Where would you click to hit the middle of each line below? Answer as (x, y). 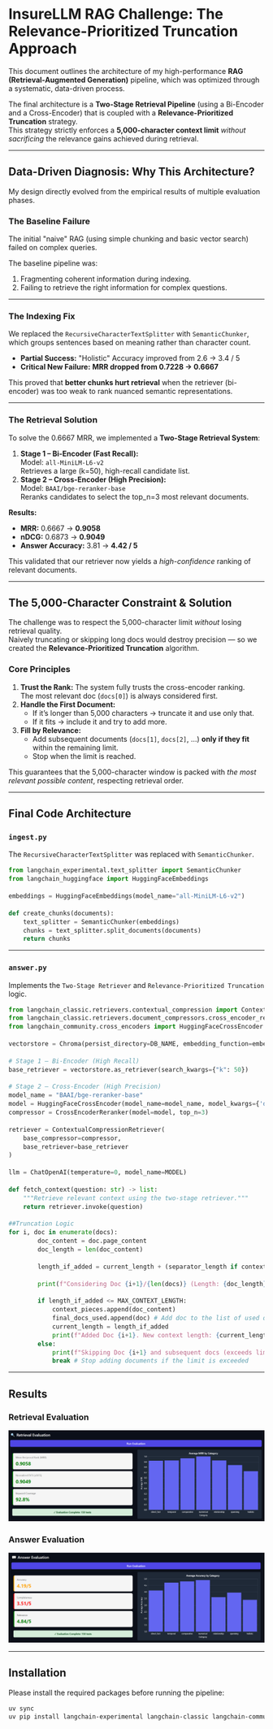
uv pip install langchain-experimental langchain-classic (108, 1717)
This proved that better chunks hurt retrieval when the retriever (116, 383)
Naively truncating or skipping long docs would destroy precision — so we (133, 639)
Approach (43, 49)
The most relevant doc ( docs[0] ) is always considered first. (119, 695)
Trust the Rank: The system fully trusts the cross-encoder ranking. (132, 687)
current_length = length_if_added (110, 1326)
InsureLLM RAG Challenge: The (116, 14)
